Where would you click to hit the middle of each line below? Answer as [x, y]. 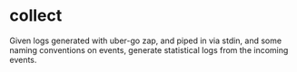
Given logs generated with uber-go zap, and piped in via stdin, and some [146, 40]
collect [36, 16]
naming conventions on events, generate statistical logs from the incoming [149, 49]
